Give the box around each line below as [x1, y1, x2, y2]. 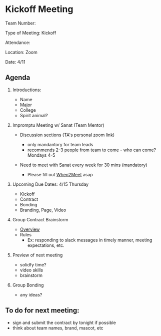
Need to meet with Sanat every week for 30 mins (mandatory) [19, 162, 147, 168]
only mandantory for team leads [27, 141, 93, 147]
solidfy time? [19, 261, 46, 267]
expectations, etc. [27, 242, 64, 248]
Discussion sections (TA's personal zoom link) [19, 132, 115, 138]
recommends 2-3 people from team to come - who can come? [27, 147, 156, 153]
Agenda [5, 74, 30, 82]
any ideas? [19, 291, 42, 297]
